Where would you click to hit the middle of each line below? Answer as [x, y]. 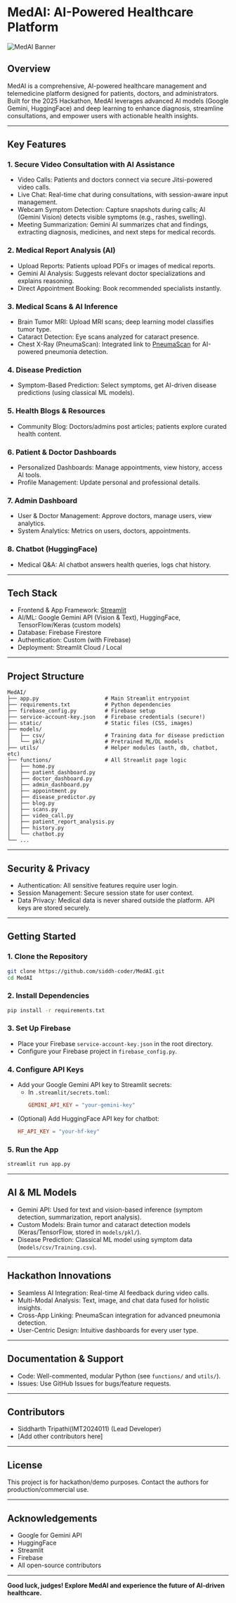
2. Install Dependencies [48, 995]
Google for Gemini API [50, 1535]
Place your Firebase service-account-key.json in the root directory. [115, 1043]
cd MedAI [20, 978]
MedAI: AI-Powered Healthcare [100, 12]
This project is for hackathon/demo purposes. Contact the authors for [108, 1482]
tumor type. [34, 329]
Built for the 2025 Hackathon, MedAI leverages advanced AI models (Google [118, 101]
